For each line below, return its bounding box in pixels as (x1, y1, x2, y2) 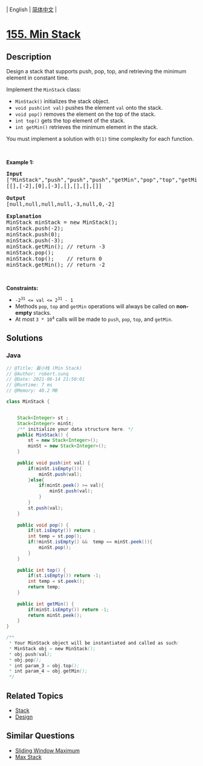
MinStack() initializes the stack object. (14, 98, 110, 105)
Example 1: (6, 159, 34, 166)
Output (6, 195, 26, 201)
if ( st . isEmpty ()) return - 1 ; (28, 573, 101, 579)
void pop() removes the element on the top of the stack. (14, 110, 156, 118)
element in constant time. (6, 74, 69, 81)
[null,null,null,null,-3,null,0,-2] (6, 201, 115, 207)
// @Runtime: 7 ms (6, 382, 53, 388)
